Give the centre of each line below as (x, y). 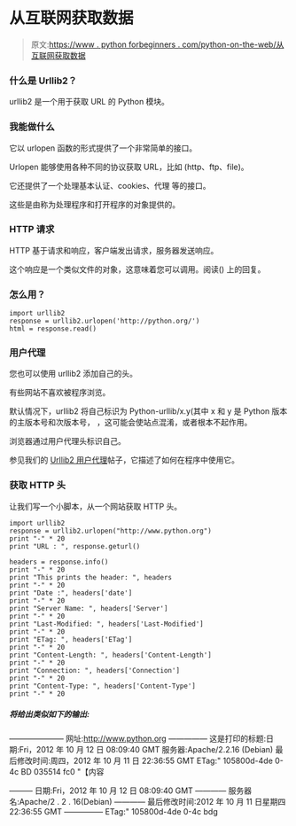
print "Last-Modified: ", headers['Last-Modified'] (106, 624)
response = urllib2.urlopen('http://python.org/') (105, 321)
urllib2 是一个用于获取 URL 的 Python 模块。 (90, 102)
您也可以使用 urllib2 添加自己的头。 (73, 374)
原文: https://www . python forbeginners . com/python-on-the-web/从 (157, 44)
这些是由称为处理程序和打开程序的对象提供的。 (94, 204)
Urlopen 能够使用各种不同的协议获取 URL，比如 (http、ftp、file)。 (129, 167)
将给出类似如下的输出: (50, 714)
